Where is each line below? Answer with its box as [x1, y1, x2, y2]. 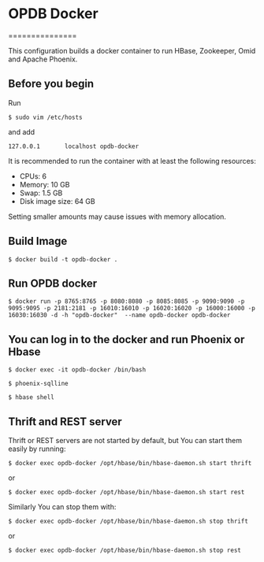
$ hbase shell [8, 394, 55, 401]
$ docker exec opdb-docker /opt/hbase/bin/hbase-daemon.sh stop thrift [8, 517, 248, 525]
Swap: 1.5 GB [19, 188, 63, 198]
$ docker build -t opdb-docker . [8, 255, 118, 264]
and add [8, 127, 35, 136]
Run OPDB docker [8, 276, 97, 290]
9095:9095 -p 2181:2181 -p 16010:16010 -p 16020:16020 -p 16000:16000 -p [8, 305, 256, 312]
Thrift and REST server [8, 415, 122, 428]
